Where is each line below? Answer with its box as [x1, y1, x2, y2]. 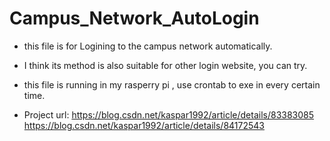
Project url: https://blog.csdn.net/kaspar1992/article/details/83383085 [23, 108, 315, 121]
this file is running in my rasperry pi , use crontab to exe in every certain [23, 78, 321, 91]
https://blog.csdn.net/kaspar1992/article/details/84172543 [23, 119, 265, 131]
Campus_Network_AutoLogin [9, 7, 260, 30]
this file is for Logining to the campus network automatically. [23, 40, 273, 52]
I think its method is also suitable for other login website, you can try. [23, 59, 308, 71]
